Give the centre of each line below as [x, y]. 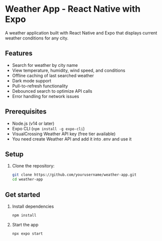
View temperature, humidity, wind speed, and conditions [69, 70]
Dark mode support [32, 80]
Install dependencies [33, 206]
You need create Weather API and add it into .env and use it [72, 139]
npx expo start [27, 233]
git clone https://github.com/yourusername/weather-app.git [74, 175]
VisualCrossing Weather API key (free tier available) [64, 134]
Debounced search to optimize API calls [52, 91]
